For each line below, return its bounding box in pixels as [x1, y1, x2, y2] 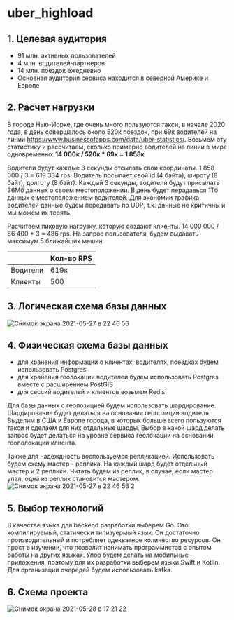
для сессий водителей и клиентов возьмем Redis [17, 388, 166, 396]
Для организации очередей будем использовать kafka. [7, 566, 173, 574]
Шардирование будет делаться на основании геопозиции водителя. [7, 409, 211, 417]
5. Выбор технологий [7, 502, 104, 514]
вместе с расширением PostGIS [17, 380, 113, 389]
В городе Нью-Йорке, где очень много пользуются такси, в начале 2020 [7, 120, 226, 128]
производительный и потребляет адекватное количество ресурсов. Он [7, 536, 221, 544]
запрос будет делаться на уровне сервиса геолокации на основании [7, 431, 214, 440]
